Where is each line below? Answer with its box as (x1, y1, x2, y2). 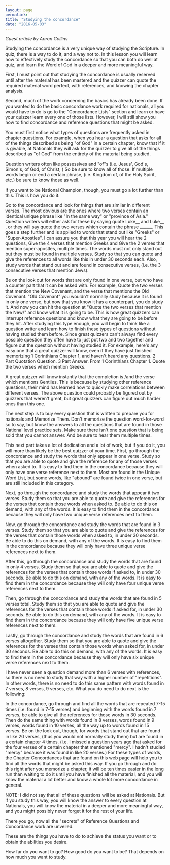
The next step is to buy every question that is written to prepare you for (5, 411, 155, 417)
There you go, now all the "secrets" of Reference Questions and (5, 818, 139, 824)
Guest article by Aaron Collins (5, 36, 68, 42)
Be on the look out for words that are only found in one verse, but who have (5, 277, 163, 283)
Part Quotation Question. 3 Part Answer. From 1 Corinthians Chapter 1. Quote (5, 358, 165, 364)
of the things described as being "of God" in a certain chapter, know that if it (5, 140, 165, 146)
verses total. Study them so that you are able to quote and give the (5, 601, 145, 607)
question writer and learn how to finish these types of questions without (5, 326, 156, 332)
